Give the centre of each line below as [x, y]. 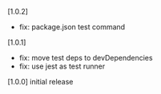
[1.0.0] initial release [40, 82]
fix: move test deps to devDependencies [86, 58]
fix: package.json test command [72, 27]
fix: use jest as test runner [62, 66]
